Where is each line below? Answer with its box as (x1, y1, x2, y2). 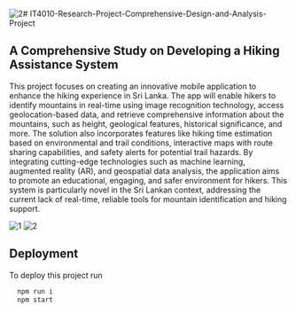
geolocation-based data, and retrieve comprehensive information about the (9, 109, 284, 120)
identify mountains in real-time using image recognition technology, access (9, 99, 284, 110)
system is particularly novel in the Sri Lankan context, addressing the (9, 184, 261, 195)
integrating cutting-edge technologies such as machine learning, (9, 156, 245, 167)
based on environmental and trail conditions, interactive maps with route (9, 137, 273, 148)
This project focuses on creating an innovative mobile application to (9, 81, 257, 91)
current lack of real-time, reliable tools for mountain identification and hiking (9, 193, 287, 204)
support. (9, 203, 41, 214)
